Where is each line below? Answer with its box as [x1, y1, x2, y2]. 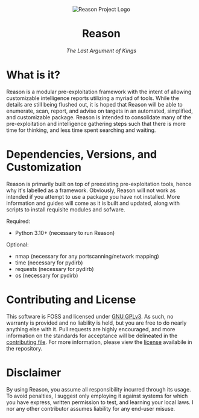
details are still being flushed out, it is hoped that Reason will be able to [6, 101, 183, 108]
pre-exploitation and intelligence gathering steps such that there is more [6, 120, 186, 127]
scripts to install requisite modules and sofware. [6, 205, 125, 213]
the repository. [6, 345, 43, 352]
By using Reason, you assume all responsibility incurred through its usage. [6, 385, 191, 393]
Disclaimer [6, 366, 62, 379]
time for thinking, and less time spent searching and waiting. [6, 126, 156, 134]
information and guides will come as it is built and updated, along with [6, 199, 180, 207]
